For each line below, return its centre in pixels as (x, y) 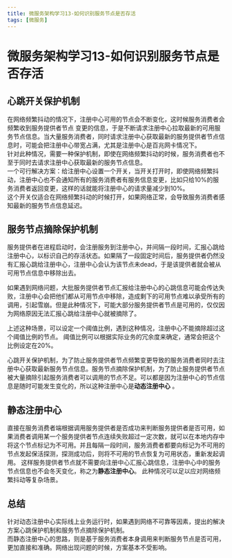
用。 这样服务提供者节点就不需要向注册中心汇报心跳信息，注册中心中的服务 (114, 463)
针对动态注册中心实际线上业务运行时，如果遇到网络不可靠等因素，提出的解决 (116, 521)
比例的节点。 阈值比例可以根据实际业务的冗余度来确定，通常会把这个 (123, 337)
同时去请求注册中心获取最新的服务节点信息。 (83, 162)
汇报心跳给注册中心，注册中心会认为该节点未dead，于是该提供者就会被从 (117, 264)
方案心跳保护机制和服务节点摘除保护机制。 (68, 530)
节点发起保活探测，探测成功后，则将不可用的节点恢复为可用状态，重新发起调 (116, 454)
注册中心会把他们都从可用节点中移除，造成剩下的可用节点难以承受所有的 (122, 296)
